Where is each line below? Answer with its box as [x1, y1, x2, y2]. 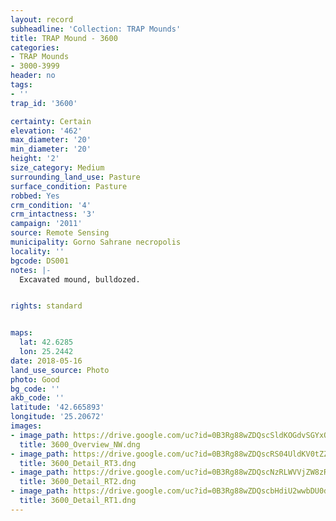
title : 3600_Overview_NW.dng [19, 439, 141, 450]
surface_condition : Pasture [10, 181, 128, 191]
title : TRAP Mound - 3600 [10, 33, 118, 43]
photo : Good [10, 374, 60, 385]
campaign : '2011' [10, 219, 83, 229]
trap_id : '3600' [10, 98, 78, 108]
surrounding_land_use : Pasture [10, 172, 141, 182]
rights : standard [10, 301, 83, 311]
